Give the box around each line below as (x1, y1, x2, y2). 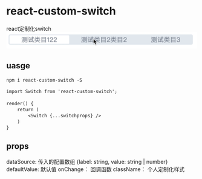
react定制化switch (6, 25, 51, 32)
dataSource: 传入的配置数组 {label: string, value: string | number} (6, 158, 168, 165)
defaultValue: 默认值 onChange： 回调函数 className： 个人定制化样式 (6, 165, 185, 173)
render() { (6, 101, 34, 107)
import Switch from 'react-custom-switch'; (6, 89, 118, 95)
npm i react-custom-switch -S (6, 77, 83, 83)
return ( (17, 107, 39, 113)
